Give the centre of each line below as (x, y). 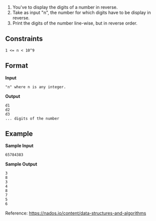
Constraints (24, 39)
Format (17, 66)
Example (19, 134)
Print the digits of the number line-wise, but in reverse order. (75, 23)
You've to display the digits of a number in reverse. (65, 7)
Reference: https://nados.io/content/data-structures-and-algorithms (76, 213)
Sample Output (21, 164)
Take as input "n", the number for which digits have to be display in (82, 12)
